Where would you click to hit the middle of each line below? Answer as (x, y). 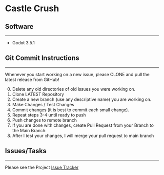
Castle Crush (32, 9)
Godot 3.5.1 (23, 43)
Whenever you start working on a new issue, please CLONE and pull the (77, 74)
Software (19, 27)
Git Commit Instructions (42, 58)
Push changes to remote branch (44, 120)
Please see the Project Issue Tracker (42, 167)
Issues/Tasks (26, 151)
